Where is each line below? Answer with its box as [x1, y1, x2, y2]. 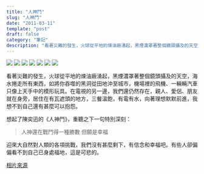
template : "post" [6, 25, 50, 32]
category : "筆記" [6, 37, 49, 43]
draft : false [6, 31, 39, 37]
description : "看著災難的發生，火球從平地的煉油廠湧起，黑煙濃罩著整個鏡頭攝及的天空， [6, 43, 203, 49]
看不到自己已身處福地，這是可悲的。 [11, 149, 102, 156]
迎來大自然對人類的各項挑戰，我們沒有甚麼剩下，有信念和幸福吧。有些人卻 [6, 141, 192, 148]
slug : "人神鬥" [6, 14, 42, 21]
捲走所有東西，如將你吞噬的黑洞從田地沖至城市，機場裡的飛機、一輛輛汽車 [11, 80, 198, 87]
